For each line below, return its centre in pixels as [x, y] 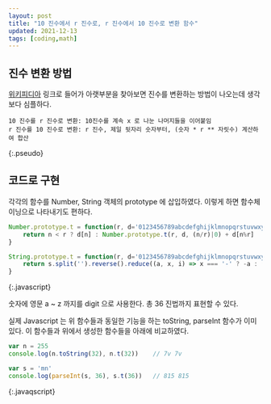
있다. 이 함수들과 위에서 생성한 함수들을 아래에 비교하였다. [99, 331]
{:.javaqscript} [32, 391]
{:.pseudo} [26, 154]
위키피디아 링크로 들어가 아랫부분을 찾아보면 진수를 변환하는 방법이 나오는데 [127, 95]
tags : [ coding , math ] [43, 38]
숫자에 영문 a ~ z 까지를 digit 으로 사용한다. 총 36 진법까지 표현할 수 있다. [123, 304]
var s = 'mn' [30, 368]
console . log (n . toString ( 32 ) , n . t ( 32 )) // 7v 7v [95, 354]
